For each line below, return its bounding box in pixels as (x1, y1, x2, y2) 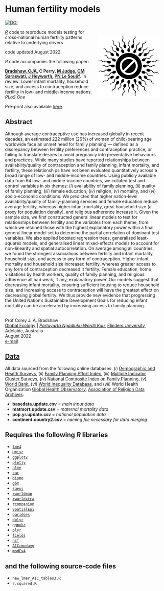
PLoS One (5, 94, 25, 100)
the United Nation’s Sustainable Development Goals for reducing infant (5, 297, 148, 303)
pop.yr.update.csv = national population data (12, 411, 106, 417)
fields (12, 533, 26, 538)
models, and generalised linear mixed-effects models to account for (22, 240, 160, 246)
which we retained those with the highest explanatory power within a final (5, 224, 154, 230)
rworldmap (12, 492, 33, 496)
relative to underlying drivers (5, 39, 63, 45)
